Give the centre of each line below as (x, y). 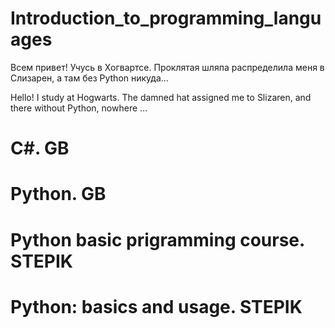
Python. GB (58, 194)
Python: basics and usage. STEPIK (156, 306)
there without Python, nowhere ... (79, 108)
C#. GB (40, 148)
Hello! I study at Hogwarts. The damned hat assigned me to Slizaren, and (161, 97)
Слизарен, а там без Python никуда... (89, 78)
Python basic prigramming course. (157, 239)
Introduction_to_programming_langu (166, 18)
